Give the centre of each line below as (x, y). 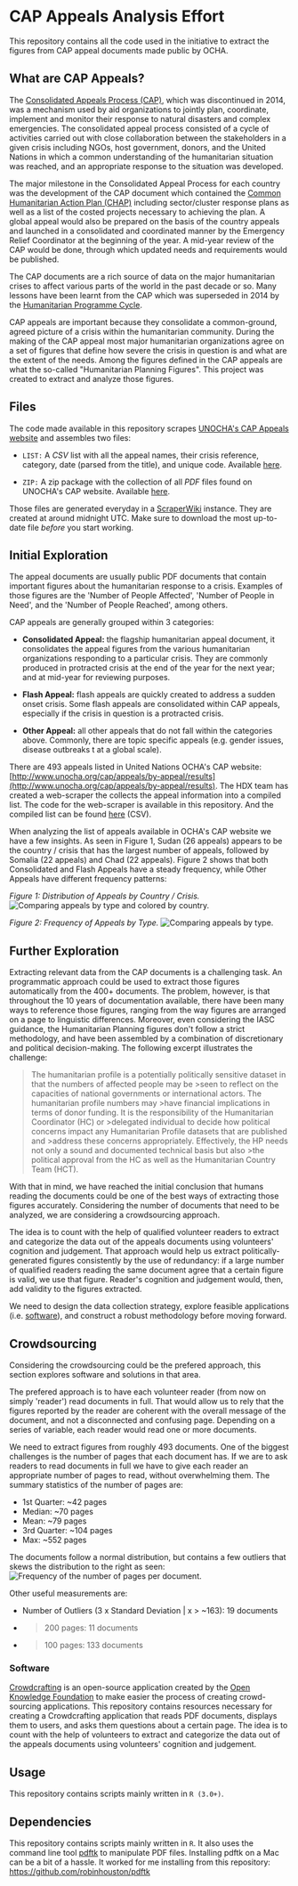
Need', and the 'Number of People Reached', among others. (119, 605)
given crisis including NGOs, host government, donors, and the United (138, 147)
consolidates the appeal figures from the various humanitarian (136, 649)
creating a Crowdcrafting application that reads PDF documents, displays (143, 1716)
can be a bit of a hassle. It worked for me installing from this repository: (140, 1862)
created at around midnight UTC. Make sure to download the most (130, 517)
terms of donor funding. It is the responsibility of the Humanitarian (152, 1113)
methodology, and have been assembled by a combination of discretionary (146, 1038)
